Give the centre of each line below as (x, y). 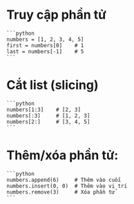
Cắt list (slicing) (52, 85)
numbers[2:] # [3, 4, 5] (48, 121)
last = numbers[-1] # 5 (45, 51)
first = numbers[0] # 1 (45, 45)
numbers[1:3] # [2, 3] (44, 110)
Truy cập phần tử (56, 15)
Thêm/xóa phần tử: (63, 155)
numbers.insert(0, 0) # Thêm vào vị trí (67, 186)
